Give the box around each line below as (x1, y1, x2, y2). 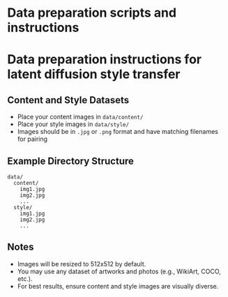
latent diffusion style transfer (7, 66, 181, 82)
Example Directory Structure (7, 155, 135, 167)
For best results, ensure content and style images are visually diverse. (17, 282, 219, 290)
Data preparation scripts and (7, 5, 176, 21)
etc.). (17, 274, 33, 283)
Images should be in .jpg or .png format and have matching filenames (17, 128, 218, 136)
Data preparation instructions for (7, 52, 202, 68)
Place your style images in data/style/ (17, 120, 130, 128)
